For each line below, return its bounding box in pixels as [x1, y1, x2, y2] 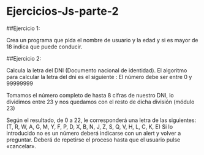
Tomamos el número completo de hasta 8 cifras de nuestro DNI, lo [6, 91, 175, 99]
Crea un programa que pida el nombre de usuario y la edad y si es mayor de [6, 36, 198, 43]
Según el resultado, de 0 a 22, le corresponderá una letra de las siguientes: [6, 116, 197, 124]
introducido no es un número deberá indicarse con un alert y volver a [6, 129, 181, 137]
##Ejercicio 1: [6, 25, 40, 32]
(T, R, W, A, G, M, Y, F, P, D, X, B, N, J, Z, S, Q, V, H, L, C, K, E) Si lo [6, 123, 173, 130]
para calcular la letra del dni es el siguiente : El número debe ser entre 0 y [6, 73, 192, 80]
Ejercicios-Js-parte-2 [6, 4, 119, 18]
